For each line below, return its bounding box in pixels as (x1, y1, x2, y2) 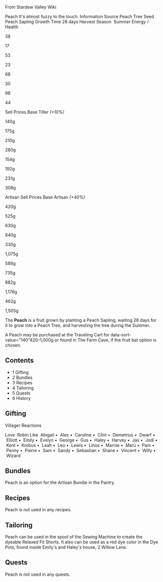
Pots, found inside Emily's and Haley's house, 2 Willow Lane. (5, 544, 127, 550)
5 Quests (12, 390, 31, 396)
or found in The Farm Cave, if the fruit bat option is (54, 337, 157, 343)
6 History (12, 395, 31, 401)
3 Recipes (12, 379, 33, 385)
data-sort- (110, 332, 132, 337)
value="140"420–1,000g (5, 337, 54, 343)
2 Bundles (12, 374, 33, 380)
